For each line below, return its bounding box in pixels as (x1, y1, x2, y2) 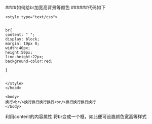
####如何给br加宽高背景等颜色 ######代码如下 (5, 5, 106, 10)
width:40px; (5, 46, 30, 51)
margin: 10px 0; (5, 41, 40, 46)
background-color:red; (5, 59, 53, 64)
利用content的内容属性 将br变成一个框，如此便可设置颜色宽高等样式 (5, 113, 147, 119)
